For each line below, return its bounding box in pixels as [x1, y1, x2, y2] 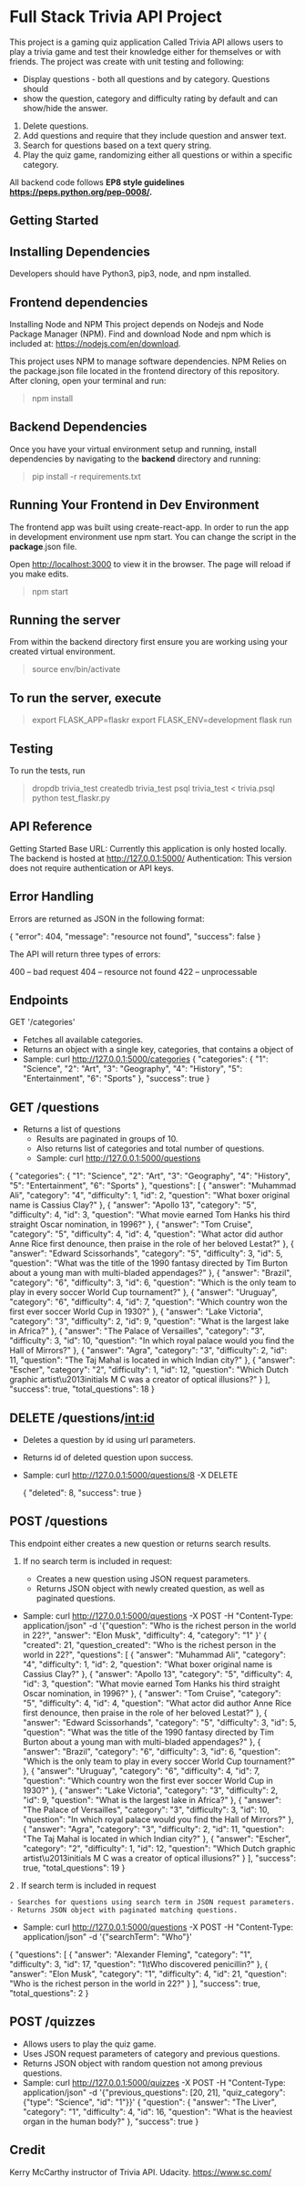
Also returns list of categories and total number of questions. [36, 1143, 265, 1155]
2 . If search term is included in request [9, 1880, 157, 1891]
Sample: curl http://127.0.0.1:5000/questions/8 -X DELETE [22, 1470, 239, 1481]
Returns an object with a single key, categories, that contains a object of [22, 1044, 294, 1055]
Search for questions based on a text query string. [22, 140, 212, 150]
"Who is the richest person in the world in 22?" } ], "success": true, [9, 1977, 261, 1989]
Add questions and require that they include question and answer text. [22, 130, 287, 140]
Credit [9, 2142, 46, 2158]
